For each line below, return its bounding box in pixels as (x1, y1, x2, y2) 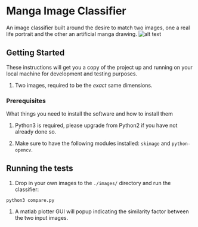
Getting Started (6, 48, 65, 58)
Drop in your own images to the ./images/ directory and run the (14, 179, 171, 186)
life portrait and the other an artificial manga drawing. (6, 30, 137, 37)
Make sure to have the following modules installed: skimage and (14, 140, 171, 147)
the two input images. (14, 214, 69, 221)
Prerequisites (6, 96, 46, 105)
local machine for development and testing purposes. (6, 70, 138, 77)
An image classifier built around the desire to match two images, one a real (6, 24, 190, 31)
